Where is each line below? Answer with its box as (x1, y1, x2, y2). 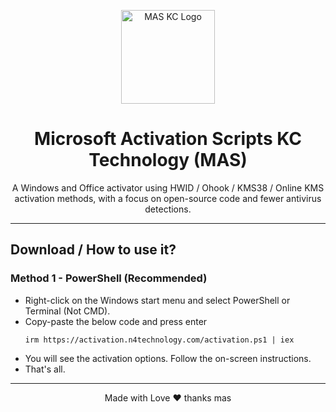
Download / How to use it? (10, 241, 177, 259)
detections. (144, 203, 192, 215)
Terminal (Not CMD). (24, 305, 111, 317)
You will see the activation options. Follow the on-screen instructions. (24, 352, 312, 364)
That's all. (24, 363, 66, 375)
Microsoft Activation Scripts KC (34, 128, 302, 150)
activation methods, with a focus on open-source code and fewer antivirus (14, 192, 322, 204)
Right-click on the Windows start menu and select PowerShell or (24, 294, 291, 306)
